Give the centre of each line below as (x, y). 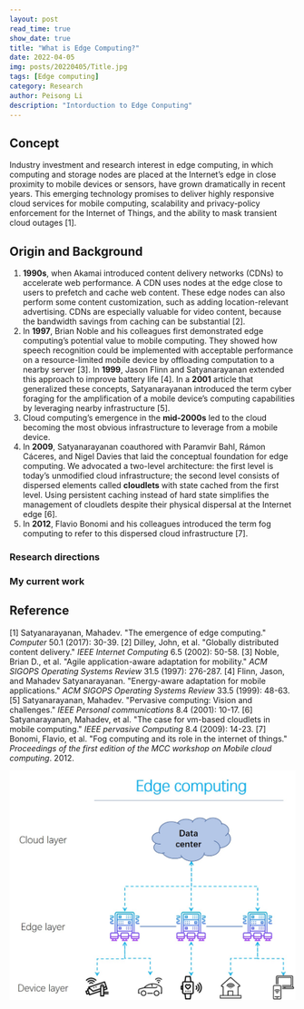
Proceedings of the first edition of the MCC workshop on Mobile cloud (141, 748)
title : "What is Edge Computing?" (75, 48)
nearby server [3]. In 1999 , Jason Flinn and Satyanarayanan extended (153, 370)
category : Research (46, 86)
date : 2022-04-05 (42, 58)
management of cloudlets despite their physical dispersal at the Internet (157, 504)
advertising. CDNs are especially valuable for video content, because (152, 312)
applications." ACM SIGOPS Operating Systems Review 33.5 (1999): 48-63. (150, 691)
